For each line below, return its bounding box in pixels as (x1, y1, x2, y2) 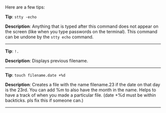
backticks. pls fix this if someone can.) (5, 98, 84, 103)
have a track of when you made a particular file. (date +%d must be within (5, 92, 156, 98)
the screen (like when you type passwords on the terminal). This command (5, 29, 158, 34)
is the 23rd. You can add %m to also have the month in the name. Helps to (5, 87, 157, 93)
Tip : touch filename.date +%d (5, 72, 66, 78)
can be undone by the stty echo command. (5, 34, 94, 40)
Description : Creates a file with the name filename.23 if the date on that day (5, 82, 161, 87)
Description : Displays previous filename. (5, 58, 88, 63)
